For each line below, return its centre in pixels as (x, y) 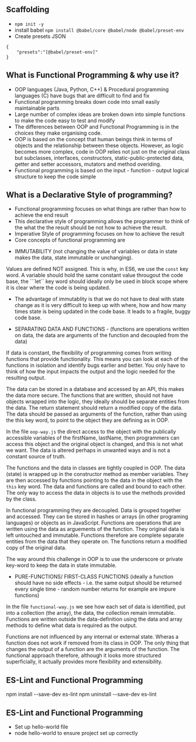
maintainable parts (37, 108)
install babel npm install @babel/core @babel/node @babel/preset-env (99, 30)
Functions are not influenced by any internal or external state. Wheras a (92, 637)
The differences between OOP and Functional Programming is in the (97, 127)
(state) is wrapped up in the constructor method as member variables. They (97, 474)
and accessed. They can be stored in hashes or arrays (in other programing (97, 517)
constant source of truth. (36, 457)
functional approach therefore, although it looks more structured (84, 655)
